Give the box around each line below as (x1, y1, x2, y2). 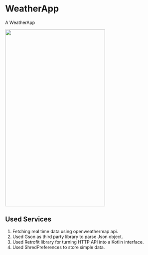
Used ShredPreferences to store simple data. (12, 244, 105, 250)
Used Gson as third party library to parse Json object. (12, 234, 123, 240)
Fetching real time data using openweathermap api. (12, 228, 118, 234)
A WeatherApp (5, 19, 35, 25)
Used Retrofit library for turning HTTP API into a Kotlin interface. (12, 239, 144, 245)
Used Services (5, 215, 51, 224)
